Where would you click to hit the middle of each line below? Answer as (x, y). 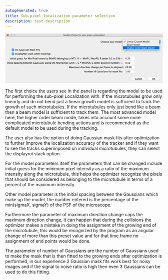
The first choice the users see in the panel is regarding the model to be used (84, 91)
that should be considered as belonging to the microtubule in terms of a (79, 179)
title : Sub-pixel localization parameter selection (60, 16)
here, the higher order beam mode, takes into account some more (73, 118)
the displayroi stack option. (33, 154)
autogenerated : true (27, 10)
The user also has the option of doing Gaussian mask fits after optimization (82, 138)
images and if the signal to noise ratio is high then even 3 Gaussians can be (83, 267)
